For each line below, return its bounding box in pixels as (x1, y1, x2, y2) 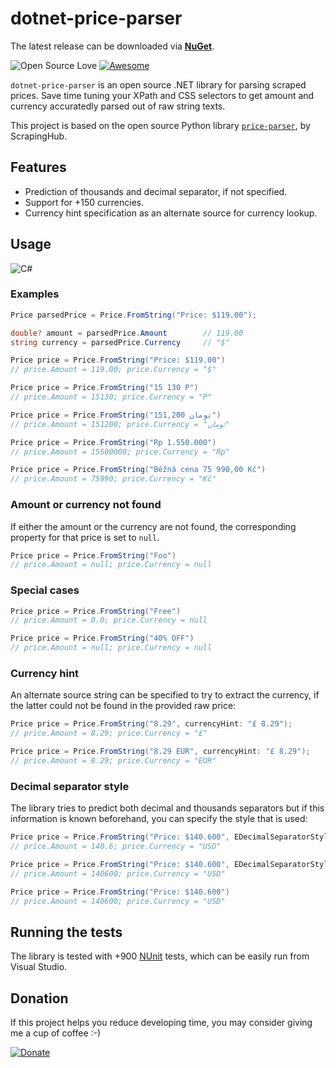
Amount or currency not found (10, 498, 162, 512)
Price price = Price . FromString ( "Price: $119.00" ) (10, 355, 226, 366)
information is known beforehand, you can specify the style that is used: (10, 813, 308, 825)
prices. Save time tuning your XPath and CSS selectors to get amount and (10, 89, 315, 101)
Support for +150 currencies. (24, 196, 145, 208)
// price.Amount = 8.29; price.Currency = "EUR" (10, 756, 217, 766)
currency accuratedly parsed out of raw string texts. (10, 100, 226, 112)
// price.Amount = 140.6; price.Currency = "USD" (10, 842, 222, 852)
